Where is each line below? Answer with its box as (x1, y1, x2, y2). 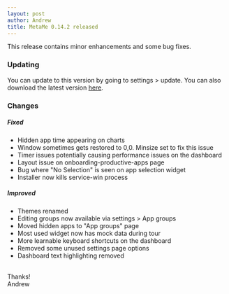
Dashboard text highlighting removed (17, 251, 124, 260)
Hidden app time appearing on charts (17, 136, 126, 144)
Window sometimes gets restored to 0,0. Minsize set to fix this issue (17, 143, 214, 151)
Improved (7, 189, 36, 197)
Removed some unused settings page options (17, 244, 149, 252)
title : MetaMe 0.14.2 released (7, 23, 98, 30)
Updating (7, 60, 40, 70)
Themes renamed (17, 206, 68, 215)
